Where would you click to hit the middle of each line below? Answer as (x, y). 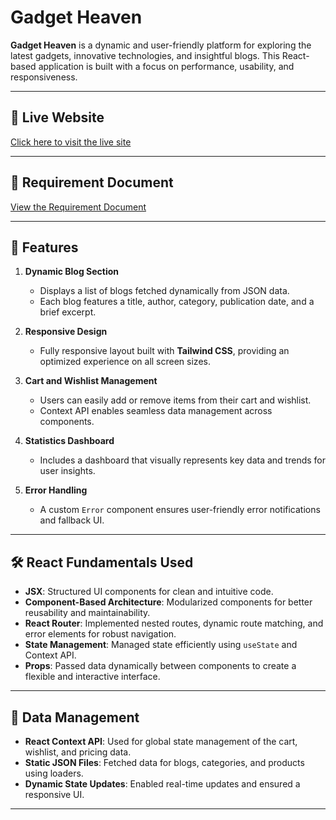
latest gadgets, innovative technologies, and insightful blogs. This (145, 55)
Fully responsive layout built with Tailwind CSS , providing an (164, 351)
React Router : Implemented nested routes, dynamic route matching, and (174, 623)
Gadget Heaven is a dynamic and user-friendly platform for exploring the (161, 45)
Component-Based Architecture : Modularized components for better (168, 602)
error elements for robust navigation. (100, 634)
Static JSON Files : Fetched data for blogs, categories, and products (164, 762)
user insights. (67, 471)
